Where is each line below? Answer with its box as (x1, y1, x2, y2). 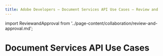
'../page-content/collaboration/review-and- (71, 20, 158, 26)
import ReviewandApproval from (5, 20, 70, 26)
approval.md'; (5, 25, 33, 31)
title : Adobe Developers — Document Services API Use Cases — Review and (5, 7, 159, 12)
